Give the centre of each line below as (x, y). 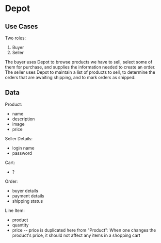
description (23, 119)
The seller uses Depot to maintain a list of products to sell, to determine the (80, 72)
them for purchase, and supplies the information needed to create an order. (80, 67)
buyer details (25, 191)
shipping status (27, 201)
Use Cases (22, 26)
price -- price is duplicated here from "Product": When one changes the (84, 230)
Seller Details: (19, 138)
